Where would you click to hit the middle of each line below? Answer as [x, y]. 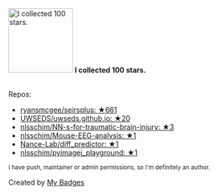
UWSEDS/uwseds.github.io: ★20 [75, 118]
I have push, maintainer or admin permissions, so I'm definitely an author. [109, 168]
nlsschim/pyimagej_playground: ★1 [79, 153]
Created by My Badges [46, 182]
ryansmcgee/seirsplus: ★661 [68, 110]
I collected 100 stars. [110, 70]
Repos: [20, 94]
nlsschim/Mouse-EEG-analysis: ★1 [78, 135]
